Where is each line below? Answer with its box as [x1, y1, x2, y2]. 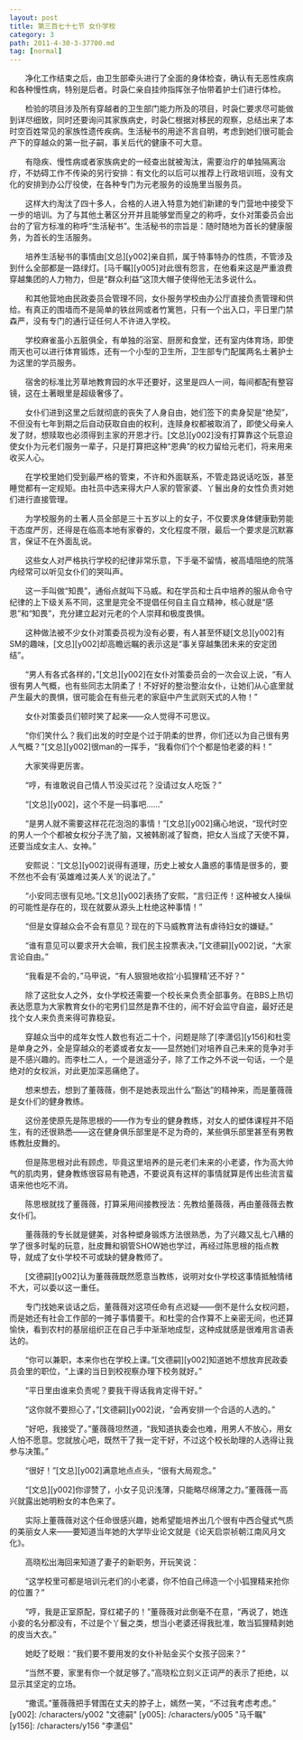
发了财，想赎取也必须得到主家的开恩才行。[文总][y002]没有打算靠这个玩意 [9, 430, 286, 441]
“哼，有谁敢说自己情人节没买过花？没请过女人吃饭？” [24, 780, 223, 790]
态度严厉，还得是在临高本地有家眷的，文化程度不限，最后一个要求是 [16, 525, 271, 536]
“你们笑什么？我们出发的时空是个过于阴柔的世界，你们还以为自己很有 [24, 730, 282, 741]
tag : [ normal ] [9, 47, 63, 56]
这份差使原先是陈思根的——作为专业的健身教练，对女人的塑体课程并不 [24, 1115, 286, 1126]
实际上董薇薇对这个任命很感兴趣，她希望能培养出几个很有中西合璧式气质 [24, 1515, 294, 1526]
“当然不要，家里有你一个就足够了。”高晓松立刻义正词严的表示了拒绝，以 [24, 1668, 289, 1679]
